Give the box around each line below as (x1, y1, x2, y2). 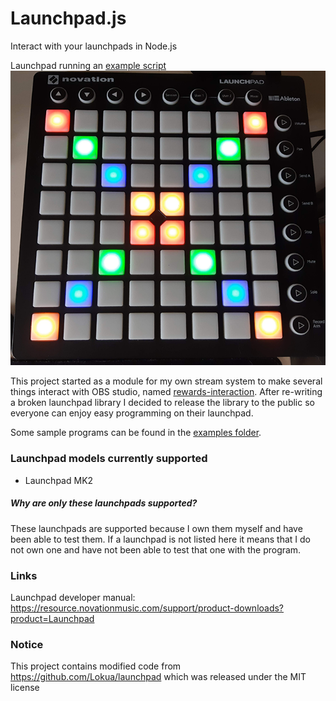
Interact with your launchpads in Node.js (10, 40, 178, 52)
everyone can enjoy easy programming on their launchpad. (10, 407, 254, 419)
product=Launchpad (10, 612, 95, 624)
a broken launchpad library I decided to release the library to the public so (10, 397, 315, 409)
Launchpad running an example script (10, 59, 167, 71)
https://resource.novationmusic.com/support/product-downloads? (10, 602, 285, 614)
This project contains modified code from (10, 660, 182, 672)
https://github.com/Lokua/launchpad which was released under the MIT (10, 671, 307, 683)
